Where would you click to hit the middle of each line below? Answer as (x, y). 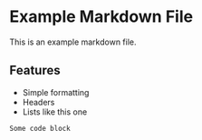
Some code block (40, 128)
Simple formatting (56, 92)
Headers (38, 102)
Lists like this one (55, 112)
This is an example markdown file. (73, 42)
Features (35, 70)
